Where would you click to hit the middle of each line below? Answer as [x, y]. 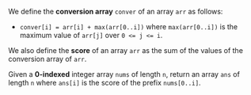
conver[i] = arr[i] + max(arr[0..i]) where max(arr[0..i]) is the [129, 27]
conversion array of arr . [48, 59]
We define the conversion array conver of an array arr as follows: [116, 11]
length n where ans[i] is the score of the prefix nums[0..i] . [105, 83]
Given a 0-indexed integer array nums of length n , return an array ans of [124, 74]
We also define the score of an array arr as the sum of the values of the [126, 50]
